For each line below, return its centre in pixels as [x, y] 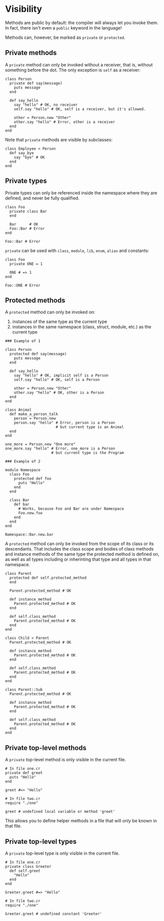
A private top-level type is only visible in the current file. [62, 853]
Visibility [24, 9]
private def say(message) [36, 83]
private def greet [24, 773]
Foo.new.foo [30, 513]
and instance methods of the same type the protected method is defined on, [82, 554]
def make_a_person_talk [34, 414]
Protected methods [35, 300]
